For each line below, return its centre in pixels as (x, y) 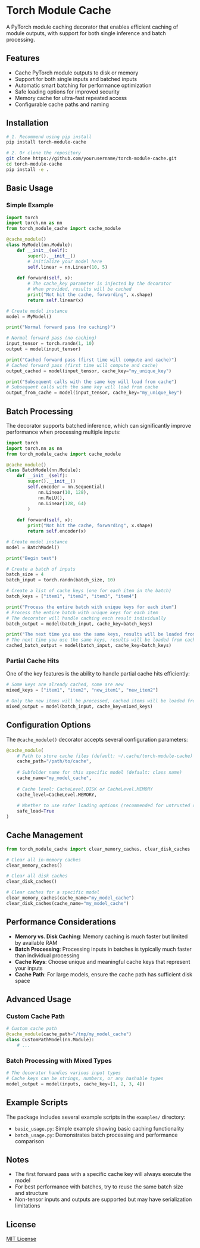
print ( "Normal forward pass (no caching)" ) (61, 327)
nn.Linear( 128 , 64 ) (62, 503)
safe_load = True (36, 811)
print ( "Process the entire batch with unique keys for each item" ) (92, 607)
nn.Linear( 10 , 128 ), (63, 492)
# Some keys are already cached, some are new (65, 685)
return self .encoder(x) (57, 531)
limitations (27, 1206)
